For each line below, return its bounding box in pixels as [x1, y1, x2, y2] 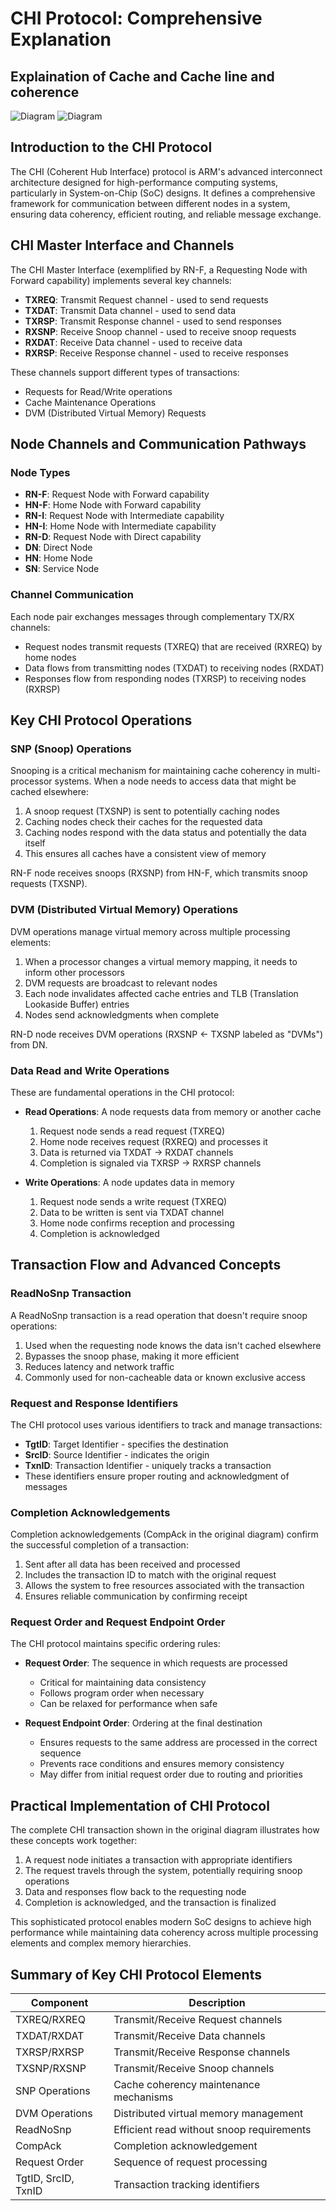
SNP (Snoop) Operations [10, 742, 132, 756]
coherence [10, 83, 80, 101]
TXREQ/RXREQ [15, 2013, 86, 2027]
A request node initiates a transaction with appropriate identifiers [24, 1854, 293, 1866]
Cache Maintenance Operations [24, 396, 157, 408]
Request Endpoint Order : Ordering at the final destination [24, 1717, 263, 1729]
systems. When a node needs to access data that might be [54, 775, 297, 787]
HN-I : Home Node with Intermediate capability [24, 520, 217, 532]
